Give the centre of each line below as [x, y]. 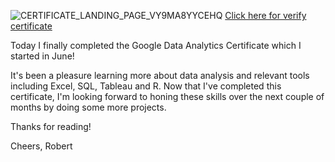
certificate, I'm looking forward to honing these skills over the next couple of [167, 96]
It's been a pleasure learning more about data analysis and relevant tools [160, 75]
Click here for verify [265, 15]
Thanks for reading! [51, 126]
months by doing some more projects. [88, 107]
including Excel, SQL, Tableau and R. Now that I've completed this [146, 86]
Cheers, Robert [41, 146]
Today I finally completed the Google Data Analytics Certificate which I [156, 45]
